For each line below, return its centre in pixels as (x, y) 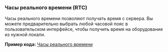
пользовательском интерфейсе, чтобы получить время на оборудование (84, 29)
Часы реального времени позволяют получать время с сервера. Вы (79, 19)
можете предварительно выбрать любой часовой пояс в (66, 24)
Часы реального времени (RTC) (46, 8)
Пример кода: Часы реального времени (49, 44)
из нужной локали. (25, 35)
